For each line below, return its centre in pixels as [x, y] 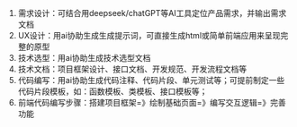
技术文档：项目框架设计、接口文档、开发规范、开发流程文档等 [132, 69]
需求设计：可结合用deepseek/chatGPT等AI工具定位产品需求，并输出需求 [152, 13]
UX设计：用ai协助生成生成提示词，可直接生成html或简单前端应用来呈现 [149, 35]
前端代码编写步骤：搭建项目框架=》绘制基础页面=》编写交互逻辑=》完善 [152, 102]
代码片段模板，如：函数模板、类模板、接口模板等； [112, 91]
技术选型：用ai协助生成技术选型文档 [84, 58]
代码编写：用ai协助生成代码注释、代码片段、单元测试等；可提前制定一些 [151, 80]
